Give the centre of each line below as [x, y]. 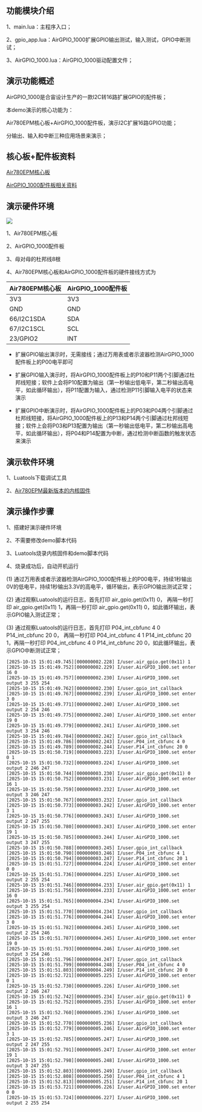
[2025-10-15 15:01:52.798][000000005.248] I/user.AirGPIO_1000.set [93, 1060]
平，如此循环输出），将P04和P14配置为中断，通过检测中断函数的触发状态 [106, 434]
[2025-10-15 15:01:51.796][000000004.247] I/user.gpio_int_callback [94, 959]
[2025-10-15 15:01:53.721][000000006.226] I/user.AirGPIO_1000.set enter [101, 1087]
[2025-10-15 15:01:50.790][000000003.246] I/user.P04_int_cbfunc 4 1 [96, 853]
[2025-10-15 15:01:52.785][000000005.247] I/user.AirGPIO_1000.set [93, 1039]
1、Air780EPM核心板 [32, 233]
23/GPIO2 [24, 339]
